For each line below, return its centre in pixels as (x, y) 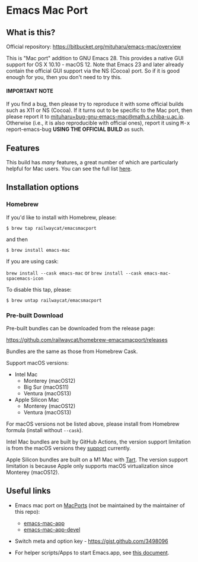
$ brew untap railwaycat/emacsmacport (54, 300)
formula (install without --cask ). (44, 430)
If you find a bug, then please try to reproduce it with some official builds (95, 104)
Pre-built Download (35, 315)
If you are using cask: (33, 261)
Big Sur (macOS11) (46, 387)
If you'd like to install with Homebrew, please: (61, 217)
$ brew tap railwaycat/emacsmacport (51, 228)
